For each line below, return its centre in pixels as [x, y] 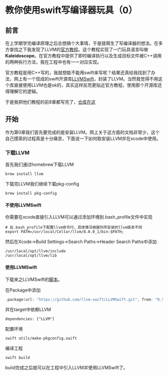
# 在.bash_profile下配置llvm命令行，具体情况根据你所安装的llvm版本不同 [74, 227]
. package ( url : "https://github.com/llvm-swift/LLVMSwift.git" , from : [79, 299]
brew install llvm [24, 174]
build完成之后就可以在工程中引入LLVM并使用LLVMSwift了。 [66, 367]
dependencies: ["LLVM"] [30, 319]
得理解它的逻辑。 [23, 91]
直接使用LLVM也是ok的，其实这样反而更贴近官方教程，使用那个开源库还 [88, 85]
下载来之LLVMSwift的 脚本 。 [34, 279]
